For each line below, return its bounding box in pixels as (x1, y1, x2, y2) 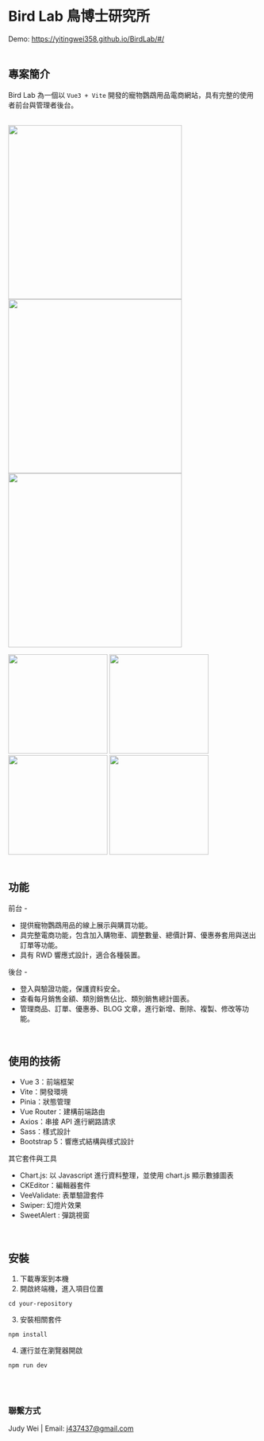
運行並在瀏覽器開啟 (19, 1346, 83, 1355)
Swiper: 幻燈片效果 (19, 1201, 82, 1210)
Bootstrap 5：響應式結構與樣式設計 (19, 1137, 135, 1147)
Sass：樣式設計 (19, 1127, 71, 1136)
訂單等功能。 (19, 940, 62, 949)
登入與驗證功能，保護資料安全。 (19, 983, 124, 993)
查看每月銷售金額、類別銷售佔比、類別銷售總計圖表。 (19, 994, 194, 1003)
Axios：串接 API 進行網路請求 (19, 1117, 117, 1127)
